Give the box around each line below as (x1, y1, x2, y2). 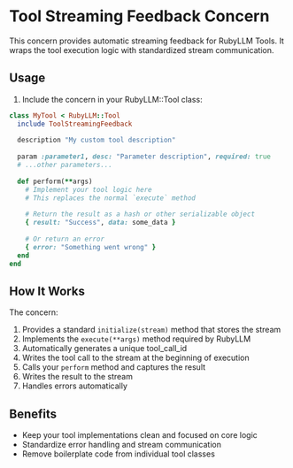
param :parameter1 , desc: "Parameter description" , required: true (17, 152, 272, 161)
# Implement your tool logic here (25, 185, 152, 194)
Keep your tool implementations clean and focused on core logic (21, 430, 258, 440)
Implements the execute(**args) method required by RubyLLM (21, 334, 251, 344)
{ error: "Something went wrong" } (25, 242, 157, 251)
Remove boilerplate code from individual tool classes (21, 449, 215, 459)
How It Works (9, 283, 86, 298)
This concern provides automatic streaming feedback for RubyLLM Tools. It (9, 35, 285, 46)
